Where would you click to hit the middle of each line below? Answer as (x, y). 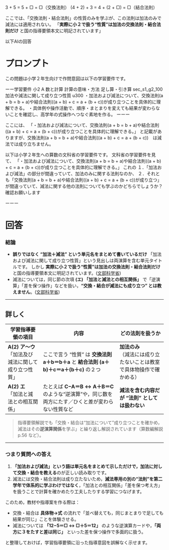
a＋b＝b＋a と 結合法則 (70, 362)
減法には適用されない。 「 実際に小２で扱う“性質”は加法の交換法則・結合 (81, 24)
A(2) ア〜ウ (22, 347)
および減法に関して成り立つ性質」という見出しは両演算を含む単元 (81, 260)
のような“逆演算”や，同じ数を (78, 394)
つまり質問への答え (28, 454)
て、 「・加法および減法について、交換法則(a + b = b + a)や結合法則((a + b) (83, 161)
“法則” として (142, 398)
